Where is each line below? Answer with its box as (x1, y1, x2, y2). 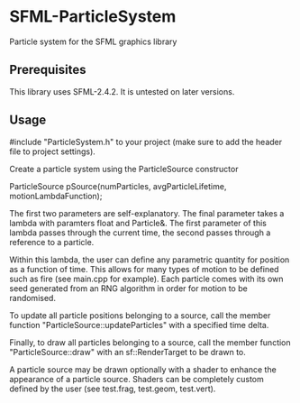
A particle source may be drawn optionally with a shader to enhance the (9, 363, 277, 375)
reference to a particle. (9, 236, 95, 247)
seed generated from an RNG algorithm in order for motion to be (9, 282, 248, 294)
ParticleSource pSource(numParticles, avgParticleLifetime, (9, 180, 227, 191)
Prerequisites (9, 62, 86, 78)
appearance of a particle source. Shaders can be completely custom (9, 373, 264, 384)
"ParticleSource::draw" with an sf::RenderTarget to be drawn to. (9, 346, 246, 357)
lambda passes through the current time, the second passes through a (9, 227, 271, 238)
